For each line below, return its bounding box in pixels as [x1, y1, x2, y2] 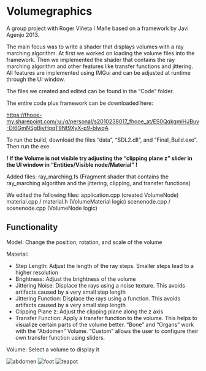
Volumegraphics [6, 4, 93, 18]
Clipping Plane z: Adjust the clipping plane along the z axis [15, 308, 164, 315]
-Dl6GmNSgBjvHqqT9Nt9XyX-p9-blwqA [6, 124, 109, 131]
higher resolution [15, 269, 58, 276]
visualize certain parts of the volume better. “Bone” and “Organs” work [15, 321, 194, 328]
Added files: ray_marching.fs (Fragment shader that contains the [6, 173, 169, 180]
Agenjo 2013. [6, 31, 40, 38]
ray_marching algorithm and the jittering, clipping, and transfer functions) [6, 179, 191, 186]
